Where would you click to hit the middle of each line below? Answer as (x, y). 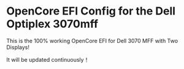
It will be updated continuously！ (48, 59)
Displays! (18, 47)
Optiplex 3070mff (52, 24)
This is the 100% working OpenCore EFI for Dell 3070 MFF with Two (92, 41)
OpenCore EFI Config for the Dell (91, 11)
